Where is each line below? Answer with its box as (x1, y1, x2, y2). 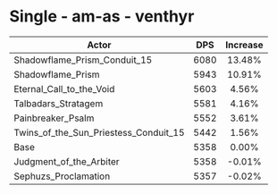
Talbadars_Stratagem (13, 97, 104, 109)
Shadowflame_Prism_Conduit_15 (13, 54, 153, 66)
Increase (225, 38, 264, 51)
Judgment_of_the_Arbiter (13, 155, 120, 167)
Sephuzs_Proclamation (13, 170, 111, 182)
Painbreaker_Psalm (13, 112, 95, 124)
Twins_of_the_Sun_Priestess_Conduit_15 (13, 126, 185, 139)
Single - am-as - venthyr (9, 6, 195, 27)
